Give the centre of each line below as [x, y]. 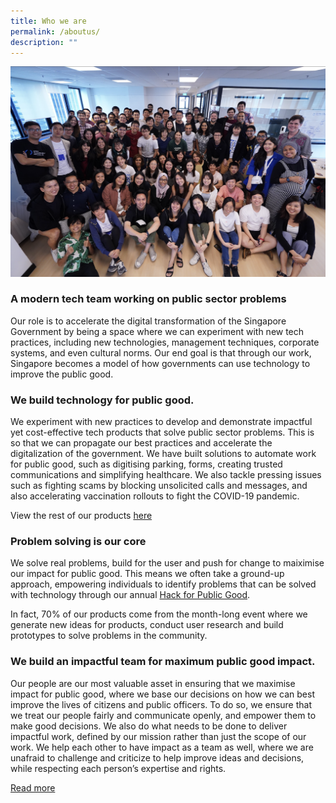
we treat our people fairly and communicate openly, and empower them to [163, 715]
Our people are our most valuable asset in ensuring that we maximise [153, 683]
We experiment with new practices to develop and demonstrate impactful [161, 422]
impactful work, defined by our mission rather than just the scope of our [158, 736]
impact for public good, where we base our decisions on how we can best [162, 694]
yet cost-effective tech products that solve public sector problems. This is [162, 432]
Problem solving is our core [78, 542]
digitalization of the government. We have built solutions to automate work [163, 454]
